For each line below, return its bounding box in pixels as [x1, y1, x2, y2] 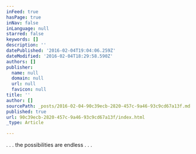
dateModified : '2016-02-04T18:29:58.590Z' [6, 53, 113, 59]
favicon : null [11, 87, 46, 93]
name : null [11, 70, 39, 76]
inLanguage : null [6, 25, 49, 32]
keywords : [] [6, 36, 39, 42]
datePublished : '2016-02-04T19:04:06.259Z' [6, 48, 116, 54]
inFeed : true [6, 8, 39, 15]
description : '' [6, 42, 46, 48]
